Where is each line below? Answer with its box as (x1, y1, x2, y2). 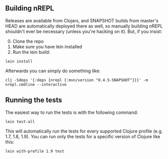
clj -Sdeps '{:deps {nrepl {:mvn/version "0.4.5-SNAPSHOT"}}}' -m (5, 77, 148, 83)
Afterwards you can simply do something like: (5, 68, 101, 74)
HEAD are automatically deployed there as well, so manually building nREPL (5, 23, 163, 29)
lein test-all (5, 119, 35, 124)
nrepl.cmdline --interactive (5, 82, 67, 87)
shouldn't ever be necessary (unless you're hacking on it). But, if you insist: (5, 28, 162, 35)
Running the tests (5, 96, 62, 105)
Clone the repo (12, 38, 44, 44)
